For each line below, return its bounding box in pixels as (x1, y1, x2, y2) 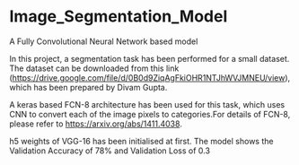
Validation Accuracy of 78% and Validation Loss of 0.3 (9, 145, 211, 156)
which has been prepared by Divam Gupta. (9, 82, 168, 92)
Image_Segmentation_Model (9, 6, 228, 27)
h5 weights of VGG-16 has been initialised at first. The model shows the (9, 135, 274, 146)
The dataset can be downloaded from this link (9, 63, 180, 74)
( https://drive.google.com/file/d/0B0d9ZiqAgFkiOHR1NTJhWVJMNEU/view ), (9, 72, 291, 82)
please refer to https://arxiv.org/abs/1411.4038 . (9, 118, 182, 129)
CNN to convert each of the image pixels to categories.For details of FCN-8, (9, 109, 291, 119)
